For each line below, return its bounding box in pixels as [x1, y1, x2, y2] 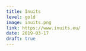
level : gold [6, 14, 36, 20]
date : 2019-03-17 [6, 30, 49, 36]
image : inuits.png [6, 19, 52, 25]
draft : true [6, 36, 36, 42]
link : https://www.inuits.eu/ [6, 25, 81, 31]
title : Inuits [6, 8, 42, 15]
